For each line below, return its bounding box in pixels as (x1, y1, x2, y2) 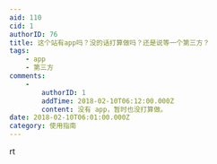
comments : (9, 72, 47, 81)
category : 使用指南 (9, 122, 77, 131)
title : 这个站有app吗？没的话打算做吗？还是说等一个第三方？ (9, 38, 210, 47)
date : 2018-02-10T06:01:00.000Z (9, 113, 130, 122)
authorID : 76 (9, 30, 58, 39)
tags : (9, 47, 30, 56)
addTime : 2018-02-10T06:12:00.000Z (41, 96, 175, 106)
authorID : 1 (41, 88, 87, 97)
